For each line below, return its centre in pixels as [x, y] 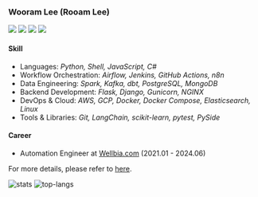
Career [20, 136]
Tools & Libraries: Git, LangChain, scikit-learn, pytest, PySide [120, 117]
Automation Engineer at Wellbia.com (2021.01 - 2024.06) [113, 153]
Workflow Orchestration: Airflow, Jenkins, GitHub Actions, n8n [122, 75]
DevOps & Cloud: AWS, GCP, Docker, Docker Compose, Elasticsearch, [135, 100]
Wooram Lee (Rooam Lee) [59, 12]
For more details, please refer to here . [70, 168]
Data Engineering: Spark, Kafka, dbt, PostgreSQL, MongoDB [119, 83]
